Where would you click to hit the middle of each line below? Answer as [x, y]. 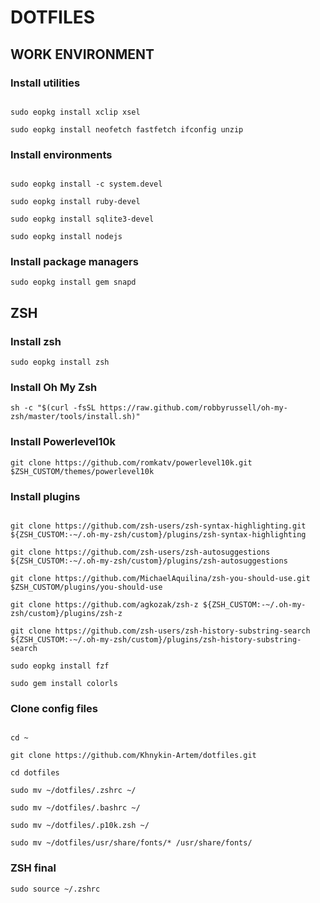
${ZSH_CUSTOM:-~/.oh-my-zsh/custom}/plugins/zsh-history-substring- [156, 640]
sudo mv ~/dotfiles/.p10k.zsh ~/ [80, 826]
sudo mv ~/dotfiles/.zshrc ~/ [73, 791]
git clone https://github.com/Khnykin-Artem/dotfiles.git [133, 756]
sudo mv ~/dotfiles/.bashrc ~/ [75, 808]
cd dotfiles [35, 773]
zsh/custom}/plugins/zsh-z [66, 614]
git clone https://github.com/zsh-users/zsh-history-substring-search [160, 631]
